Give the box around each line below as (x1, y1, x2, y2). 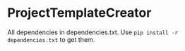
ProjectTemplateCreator (7, 5, 152, 21)
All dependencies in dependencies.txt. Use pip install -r (7, 28, 179, 36)
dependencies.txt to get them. (7, 35, 95, 43)
